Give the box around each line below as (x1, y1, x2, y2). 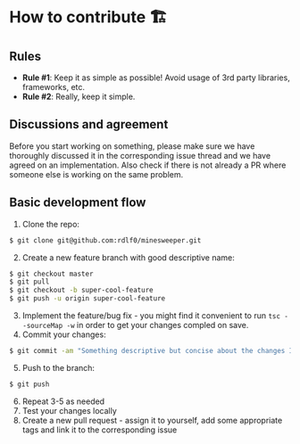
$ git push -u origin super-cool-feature (9, 294, 166, 303)
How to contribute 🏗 (9, 7, 168, 28)
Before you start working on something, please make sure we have (9, 140, 255, 152)
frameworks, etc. (21, 82, 86, 92)
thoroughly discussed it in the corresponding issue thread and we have (9, 150, 271, 160)
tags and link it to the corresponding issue (21, 424, 178, 435)
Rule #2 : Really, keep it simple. (21, 91, 136, 102)
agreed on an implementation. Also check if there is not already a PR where (9, 160, 287, 170)
